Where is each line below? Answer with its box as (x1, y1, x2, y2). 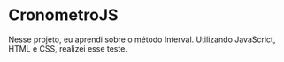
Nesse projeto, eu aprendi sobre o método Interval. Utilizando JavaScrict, (8, 34, 276, 45)
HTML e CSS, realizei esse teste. (8, 43, 127, 53)
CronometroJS (8, 5, 119, 25)
